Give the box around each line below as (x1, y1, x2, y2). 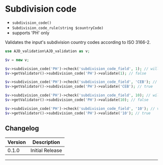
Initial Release (31, 147, 62, 154)
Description (32, 139, 61, 146)
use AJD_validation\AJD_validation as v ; (5, 49, 90, 54)
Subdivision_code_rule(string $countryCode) (12, 25, 104, 30)
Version (7, 139, 26, 146)
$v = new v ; (5, 57, 29, 62)
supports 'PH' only (12, 30, 49, 36)
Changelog (5, 124, 39, 132)
